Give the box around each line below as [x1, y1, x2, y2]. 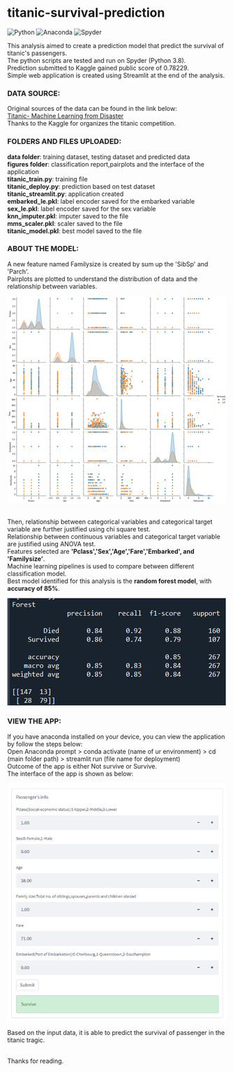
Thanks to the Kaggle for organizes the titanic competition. [7, 119, 176, 128]
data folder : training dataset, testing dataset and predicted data [7, 152, 190, 161]
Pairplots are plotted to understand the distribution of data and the [7, 274, 198, 283]
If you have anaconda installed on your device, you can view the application [7, 732, 225, 741]
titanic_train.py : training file [7, 174, 89, 183]
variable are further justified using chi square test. [7, 525, 151, 534]
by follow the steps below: [7, 739, 83, 748]
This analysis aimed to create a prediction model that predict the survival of [7, 41, 225, 50]
